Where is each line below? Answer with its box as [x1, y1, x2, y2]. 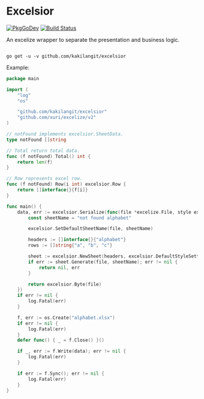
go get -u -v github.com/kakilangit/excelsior [6, 53, 126, 59]
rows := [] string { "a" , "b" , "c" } [28, 242, 113, 248]
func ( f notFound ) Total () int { [6, 153, 91, 159]
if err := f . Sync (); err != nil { [17, 370, 104, 377]
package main [6, 75, 39, 81]
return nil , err [38, 264, 80, 271]
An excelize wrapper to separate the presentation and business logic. [6, 36, 180, 43]
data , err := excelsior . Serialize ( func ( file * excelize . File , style [17, 209, 191, 215]
